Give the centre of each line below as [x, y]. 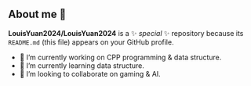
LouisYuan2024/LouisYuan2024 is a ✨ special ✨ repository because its [126, 33]
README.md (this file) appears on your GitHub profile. [91, 42]
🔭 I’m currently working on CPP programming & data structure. [120, 57]
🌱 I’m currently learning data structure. [82, 65]
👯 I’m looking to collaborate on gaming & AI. [90, 73]
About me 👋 [37, 14]
